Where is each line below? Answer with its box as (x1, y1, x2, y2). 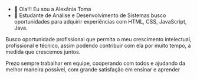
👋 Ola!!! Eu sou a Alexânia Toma (14, 6, 91, 12)
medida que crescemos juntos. (5, 48, 81, 55)
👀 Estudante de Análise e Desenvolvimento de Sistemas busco (14, 12, 166, 19)
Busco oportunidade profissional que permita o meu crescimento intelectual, (5, 36, 192, 42)
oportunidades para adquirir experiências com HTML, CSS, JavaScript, (14, 18, 187, 25)
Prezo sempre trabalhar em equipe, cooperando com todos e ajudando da (5, 60, 186, 67)
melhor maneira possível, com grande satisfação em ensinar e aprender (5, 66, 180, 73)
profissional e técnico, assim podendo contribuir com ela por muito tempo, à (5, 42, 191, 49)
